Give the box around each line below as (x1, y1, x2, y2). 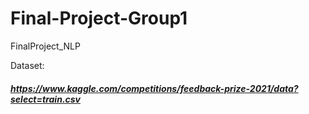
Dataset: (10, 59, 45, 71)
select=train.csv (10, 93, 82, 105)
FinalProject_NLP (10, 40, 81, 52)
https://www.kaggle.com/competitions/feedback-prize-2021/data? (10, 82, 299, 94)
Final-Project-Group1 (10, 7, 188, 30)
